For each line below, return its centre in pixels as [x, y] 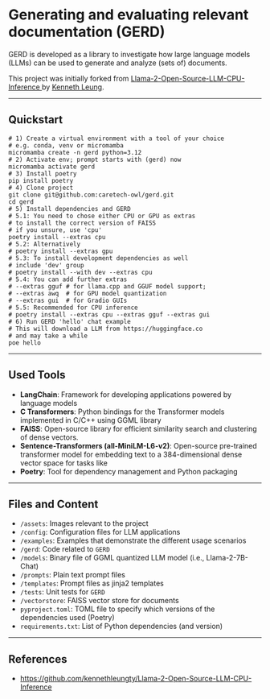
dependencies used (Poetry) [67, 618]
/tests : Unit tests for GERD [63, 592]
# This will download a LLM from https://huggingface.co [106, 329]
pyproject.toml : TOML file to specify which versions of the [117, 609]
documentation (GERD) [87, 32]
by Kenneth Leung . [73, 87]
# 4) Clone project [41, 188]
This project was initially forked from [69, 78]
